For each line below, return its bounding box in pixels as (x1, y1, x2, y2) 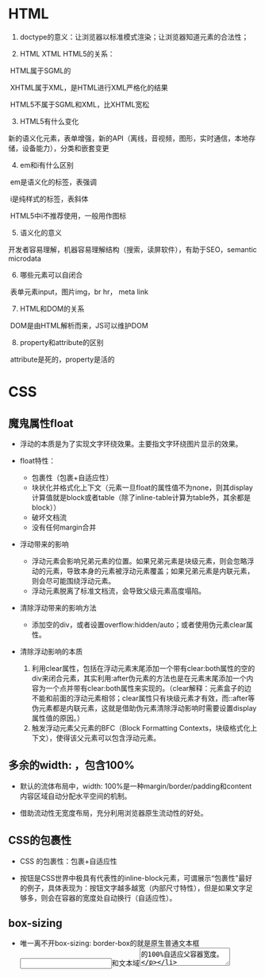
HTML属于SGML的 (10, 65, 71, 76)
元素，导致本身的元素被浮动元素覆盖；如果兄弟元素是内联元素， (45, 566, 255, 576)
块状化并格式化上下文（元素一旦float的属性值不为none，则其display (31, 483, 254, 492)
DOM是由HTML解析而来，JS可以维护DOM (10, 320, 148, 330)
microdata (8, 254, 42, 263)
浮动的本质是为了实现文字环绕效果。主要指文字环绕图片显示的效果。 (19, 439, 243, 448)
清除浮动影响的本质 (19, 646, 83, 656)
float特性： (19, 456, 56, 465)
